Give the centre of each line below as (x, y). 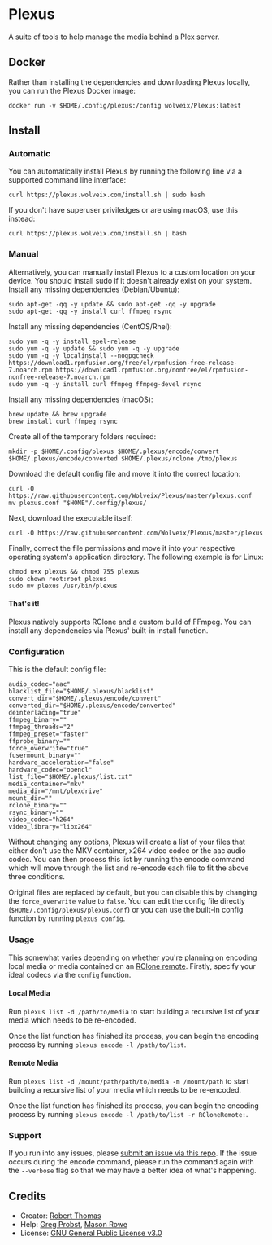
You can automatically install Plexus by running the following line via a (125, 171)
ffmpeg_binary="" (38, 720)
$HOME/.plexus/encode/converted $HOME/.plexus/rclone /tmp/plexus (123, 458)
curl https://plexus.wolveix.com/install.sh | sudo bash (107, 195)
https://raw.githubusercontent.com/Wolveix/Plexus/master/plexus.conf (130, 495)
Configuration (37, 651)
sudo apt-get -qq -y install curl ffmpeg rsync (91, 311)
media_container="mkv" (47, 784)
